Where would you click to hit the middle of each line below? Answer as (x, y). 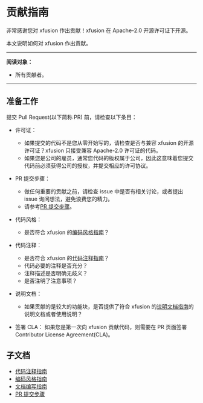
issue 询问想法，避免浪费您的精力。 (69, 199)
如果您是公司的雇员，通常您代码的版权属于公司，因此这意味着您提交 (109, 158)
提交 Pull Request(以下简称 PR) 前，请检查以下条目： (72, 117)
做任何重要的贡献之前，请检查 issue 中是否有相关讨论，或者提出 (104, 191)
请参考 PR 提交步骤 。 (50, 206)
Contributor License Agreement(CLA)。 (64, 335)
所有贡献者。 (31, 75)
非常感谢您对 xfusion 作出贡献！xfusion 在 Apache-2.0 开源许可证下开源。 (99, 30)
